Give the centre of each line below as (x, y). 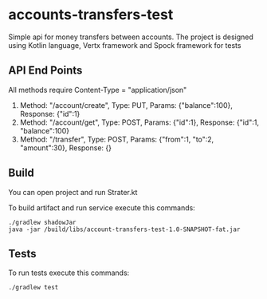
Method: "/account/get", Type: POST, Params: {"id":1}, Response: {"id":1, (139, 122)
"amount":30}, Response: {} (65, 148)
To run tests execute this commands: (69, 273)
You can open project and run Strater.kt (73, 192)
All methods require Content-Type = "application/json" (98, 90)
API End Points (45, 71)
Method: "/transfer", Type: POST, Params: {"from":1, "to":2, (117, 139)
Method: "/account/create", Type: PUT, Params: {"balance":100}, (126, 105)
